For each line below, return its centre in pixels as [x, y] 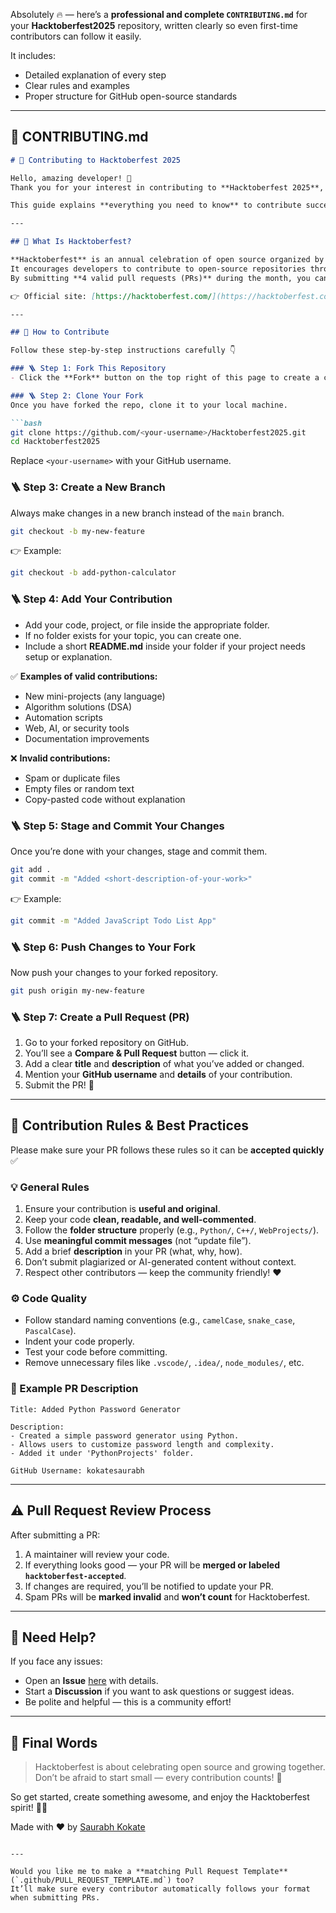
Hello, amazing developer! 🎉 [71, 178]
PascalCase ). [50, 1331]
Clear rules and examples [77, 85]
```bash [26, 423]
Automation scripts [63, 717]
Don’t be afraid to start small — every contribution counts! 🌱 [158, 1778]
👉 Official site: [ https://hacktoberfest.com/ [111, 296]
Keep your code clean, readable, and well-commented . [140, 1220]
